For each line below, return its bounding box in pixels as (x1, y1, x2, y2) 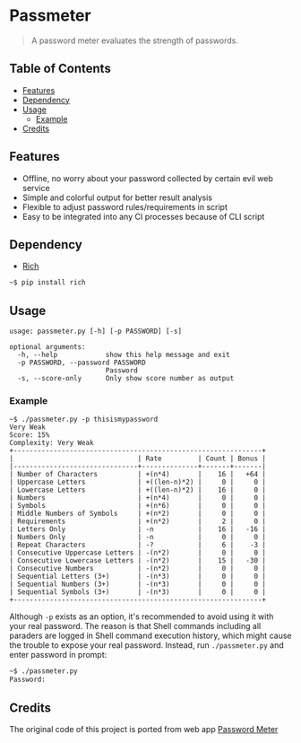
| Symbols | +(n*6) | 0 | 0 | (9, 502, 267, 511)
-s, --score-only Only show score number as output (17, 374, 235, 383)
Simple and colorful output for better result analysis (21, 192, 213, 203)
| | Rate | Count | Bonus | (9, 454, 267, 463)
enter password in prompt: (9, 650, 107, 660)
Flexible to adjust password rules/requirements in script (21, 201, 228, 212)
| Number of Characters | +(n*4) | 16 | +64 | (9, 470, 267, 479)
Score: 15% (9, 431, 50, 440)
